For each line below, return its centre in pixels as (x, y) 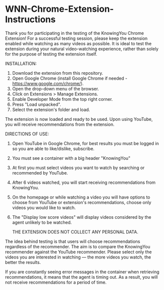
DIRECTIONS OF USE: (27, 134)
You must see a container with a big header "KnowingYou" (71, 158)
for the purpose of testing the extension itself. (51, 54)
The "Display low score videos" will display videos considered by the (82, 217)
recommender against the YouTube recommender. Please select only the (78, 252)
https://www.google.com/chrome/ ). (48, 83)
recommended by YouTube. (40, 173)
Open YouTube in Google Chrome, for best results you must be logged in (85, 143)
